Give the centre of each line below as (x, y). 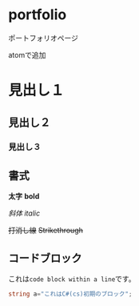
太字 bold (24, 196)
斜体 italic (24, 213)
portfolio (38, 15)
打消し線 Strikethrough (46, 231)
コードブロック (45, 258)
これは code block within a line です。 (72, 279)
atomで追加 (27, 54)
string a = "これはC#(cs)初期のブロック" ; (70, 294)
